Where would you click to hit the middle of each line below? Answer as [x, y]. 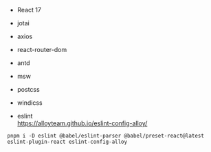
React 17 [29, 10]
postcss [28, 89]
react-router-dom [42, 50]
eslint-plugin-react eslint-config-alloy [67, 142]
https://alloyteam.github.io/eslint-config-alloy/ [82, 123]
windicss [30, 103]
